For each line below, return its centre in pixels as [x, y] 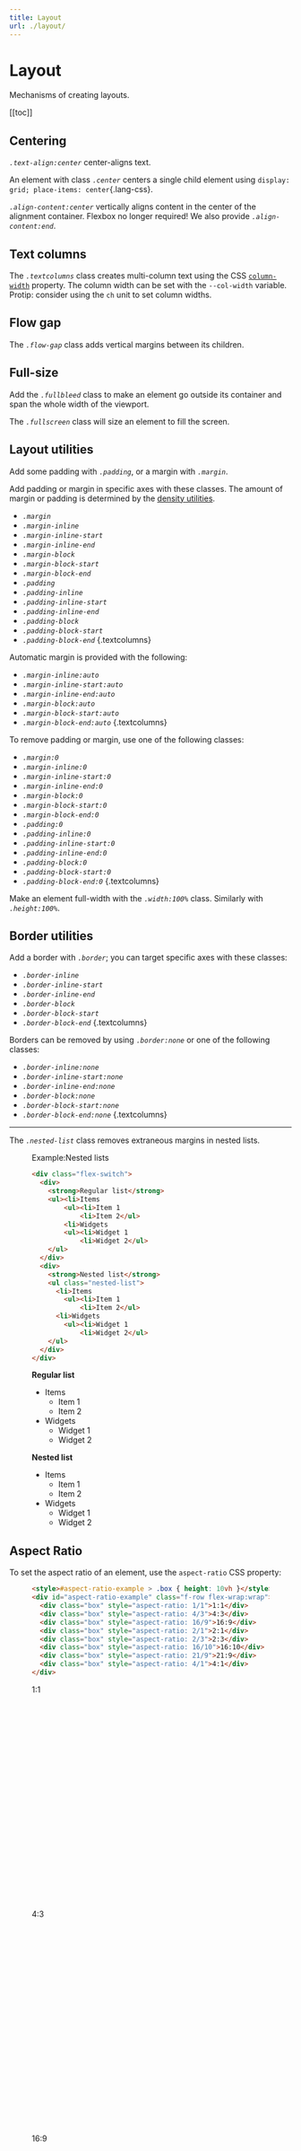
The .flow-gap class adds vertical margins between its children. [127, 344]
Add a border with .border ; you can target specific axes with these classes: [149, 958]
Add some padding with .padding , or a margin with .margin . [119, 471]
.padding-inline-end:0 [64, 853]
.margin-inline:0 [55, 767]
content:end [31, 227]
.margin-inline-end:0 [62, 786]
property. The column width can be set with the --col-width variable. [159, 285]
